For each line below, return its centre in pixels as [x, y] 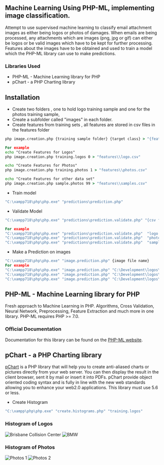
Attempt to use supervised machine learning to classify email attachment [79, 27]
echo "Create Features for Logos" [40, 152]
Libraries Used [23, 66]
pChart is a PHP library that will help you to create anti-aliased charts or [77, 367]
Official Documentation [33, 329]
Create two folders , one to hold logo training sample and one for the [81, 109]
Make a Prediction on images [41, 252]
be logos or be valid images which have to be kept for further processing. [79, 43]
